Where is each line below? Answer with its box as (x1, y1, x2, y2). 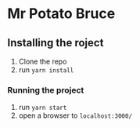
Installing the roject (7, 36, 104, 49)
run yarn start (18, 103, 67, 112)
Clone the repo (18, 57, 67, 66)
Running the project (7, 84, 84, 95)
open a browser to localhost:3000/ (18, 111, 133, 120)
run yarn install (18, 65, 74, 75)
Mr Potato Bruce (7, 5, 116, 23)
